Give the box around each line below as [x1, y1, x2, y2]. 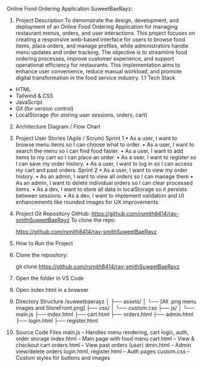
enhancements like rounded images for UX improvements [15, 198, 159, 205]
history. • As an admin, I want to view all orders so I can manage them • [15, 173, 194, 180]
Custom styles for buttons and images [15, 354, 111, 361]
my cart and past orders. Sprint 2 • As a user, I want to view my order [15, 166, 188, 174]
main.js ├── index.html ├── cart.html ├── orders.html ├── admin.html [15, 311, 194, 318]
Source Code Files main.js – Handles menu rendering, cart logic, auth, [15, 329, 189, 336]
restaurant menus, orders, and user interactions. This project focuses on [15, 29, 195, 37]
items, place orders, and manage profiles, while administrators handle [15, 42, 189, 49]
